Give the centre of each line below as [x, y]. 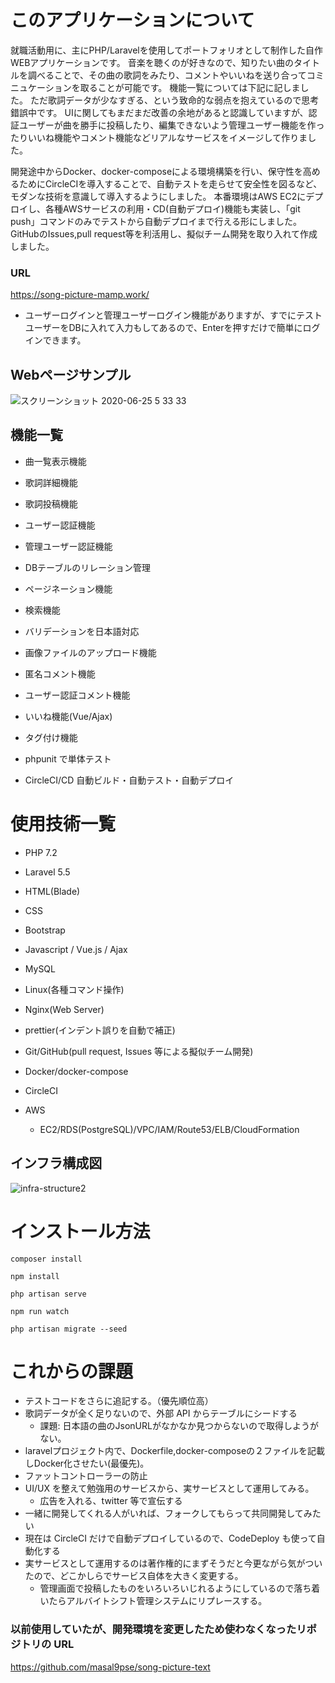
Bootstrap [45, 930]
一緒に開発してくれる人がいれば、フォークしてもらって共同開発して [164, 1513]
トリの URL [47, 1644]
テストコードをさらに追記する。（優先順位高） [119, 1401]
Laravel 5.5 [47, 872]
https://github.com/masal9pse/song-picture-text [110, 1667]
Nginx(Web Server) [64, 1009]
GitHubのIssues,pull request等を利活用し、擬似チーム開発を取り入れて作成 [164, 233]
